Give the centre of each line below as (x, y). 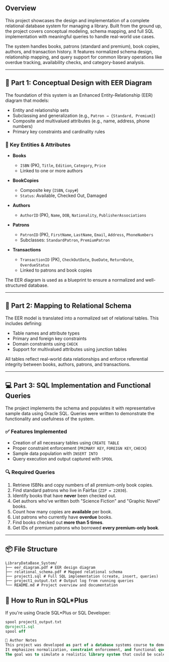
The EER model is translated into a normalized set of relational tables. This (82, 318)
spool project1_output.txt (33, 622)
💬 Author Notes (21, 640)
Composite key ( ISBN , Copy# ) (49, 190)
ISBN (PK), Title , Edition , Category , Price (63, 165)
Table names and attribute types (46, 333)
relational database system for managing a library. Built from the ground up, (83, 26)
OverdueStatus (35, 265)
